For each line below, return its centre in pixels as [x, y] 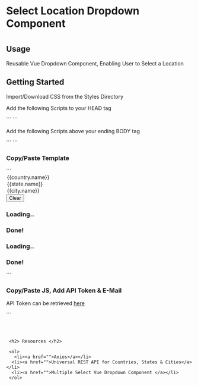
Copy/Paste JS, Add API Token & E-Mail [64, 290]
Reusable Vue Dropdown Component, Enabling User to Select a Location [95, 63]
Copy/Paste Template [38, 158]
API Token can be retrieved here [45, 303]
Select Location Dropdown [73, 11]
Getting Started [35, 82]
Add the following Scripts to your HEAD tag [59, 108]
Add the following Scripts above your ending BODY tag [73, 131]
